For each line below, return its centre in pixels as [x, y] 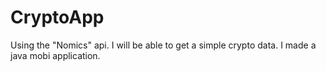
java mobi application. [55, 55]
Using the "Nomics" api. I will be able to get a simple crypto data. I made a [163, 45]
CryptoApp [57, 17]
